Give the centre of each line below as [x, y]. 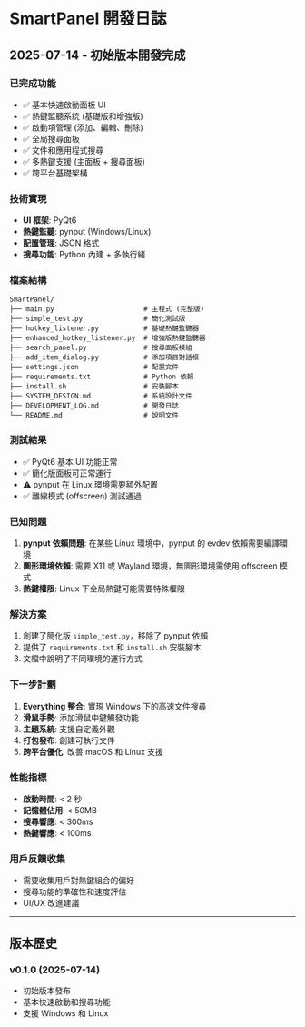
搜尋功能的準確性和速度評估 [74, 891]
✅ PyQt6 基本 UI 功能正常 [70, 461]
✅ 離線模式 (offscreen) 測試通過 [82, 496]
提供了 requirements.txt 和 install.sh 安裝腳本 [112, 648]
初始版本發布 [46, 990]
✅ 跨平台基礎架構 [55, 173]
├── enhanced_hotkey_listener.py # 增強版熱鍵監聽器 [108, 338]
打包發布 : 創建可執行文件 [69, 740]
